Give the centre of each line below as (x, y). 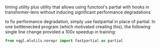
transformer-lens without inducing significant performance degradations (78, 12)
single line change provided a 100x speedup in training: (60, 32)
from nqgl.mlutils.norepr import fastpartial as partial (64, 41)
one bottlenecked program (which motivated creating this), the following (78, 27)
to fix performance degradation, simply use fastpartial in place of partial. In (80, 22)
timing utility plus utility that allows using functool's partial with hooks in (77, 7)
